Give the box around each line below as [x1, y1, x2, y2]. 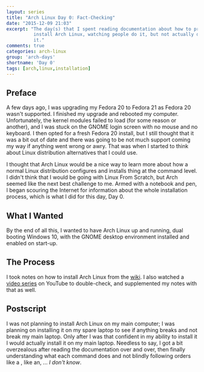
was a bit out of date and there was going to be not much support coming [6, 136, 191, 143]
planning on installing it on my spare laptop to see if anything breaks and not [6, 326, 197, 334]
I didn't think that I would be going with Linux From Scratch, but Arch [6, 174, 178, 181]
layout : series [6, 8, 45, 15]
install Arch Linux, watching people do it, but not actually [33, 32, 194, 38]
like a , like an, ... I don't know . [6, 359, 82, 366]
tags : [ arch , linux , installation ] [6, 65, 91, 72]
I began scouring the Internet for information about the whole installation [6, 186, 188, 194]
